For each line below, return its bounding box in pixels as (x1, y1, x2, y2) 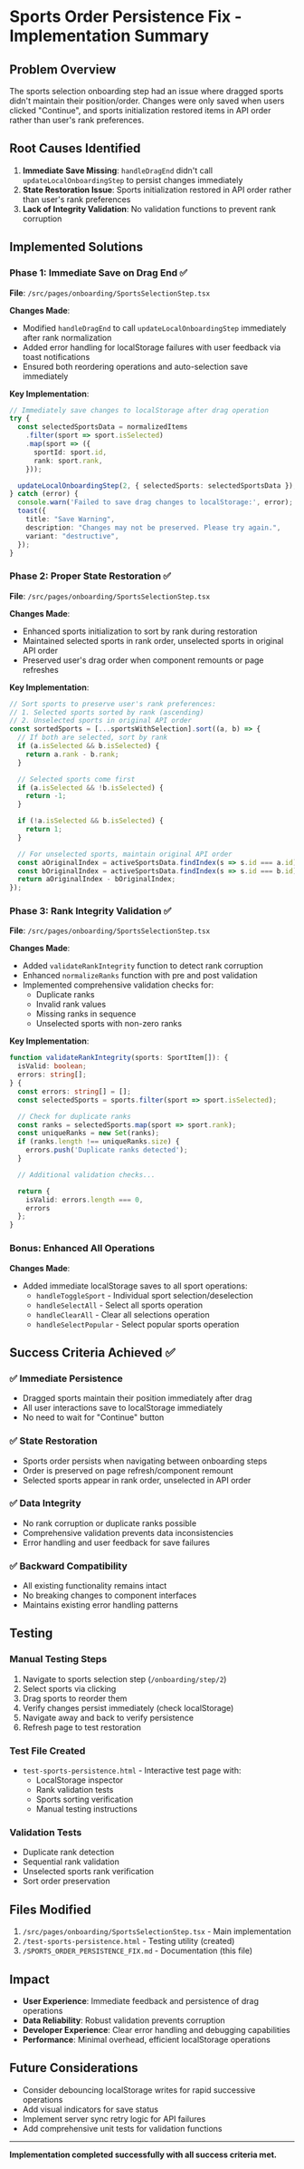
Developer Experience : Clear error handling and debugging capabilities (22, 2025, 291, 2035)
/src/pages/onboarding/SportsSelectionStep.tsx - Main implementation (22, 1926, 291, 1937)
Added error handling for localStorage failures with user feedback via (22, 342, 281, 353)
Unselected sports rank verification (22, 1866, 155, 1877)
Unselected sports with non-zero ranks (35, 1018, 183, 1029)
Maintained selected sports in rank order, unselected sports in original (22, 635, 284, 646)
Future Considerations (9, 2060, 138, 2076)
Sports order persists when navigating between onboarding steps (22, 1455, 268, 1466)
